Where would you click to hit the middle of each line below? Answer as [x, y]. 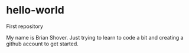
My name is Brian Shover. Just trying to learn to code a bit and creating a [95, 37]
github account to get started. [42, 44]
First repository [25, 26]
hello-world [35, 10]
